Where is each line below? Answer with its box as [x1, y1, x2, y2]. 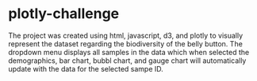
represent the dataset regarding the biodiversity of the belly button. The [8, 39, 244, 48]
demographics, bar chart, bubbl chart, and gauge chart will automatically [8, 56, 247, 65]
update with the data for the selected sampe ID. [8, 64, 164, 73]
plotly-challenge [8, 5, 120, 23]
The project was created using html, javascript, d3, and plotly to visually [8, 31, 244, 40]
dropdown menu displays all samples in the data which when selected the [8, 47, 250, 57]
